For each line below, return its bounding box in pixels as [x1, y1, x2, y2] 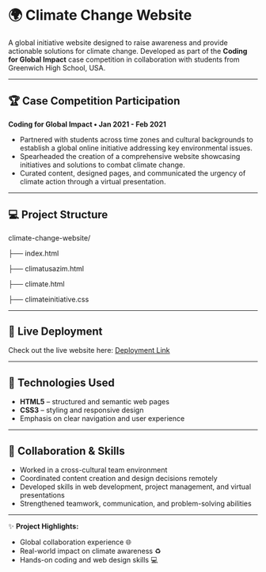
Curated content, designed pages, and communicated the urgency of [19, 168, 246, 178]
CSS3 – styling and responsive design [19, 405, 144, 415]
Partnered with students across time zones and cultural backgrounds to [19, 134, 253, 144]
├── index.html [8, 248, 59, 258]
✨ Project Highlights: [8, 521, 79, 531]
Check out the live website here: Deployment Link [8, 346, 170, 355]
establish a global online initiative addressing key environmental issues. [19, 143, 253, 153]
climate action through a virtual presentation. [19, 176, 166, 186]
